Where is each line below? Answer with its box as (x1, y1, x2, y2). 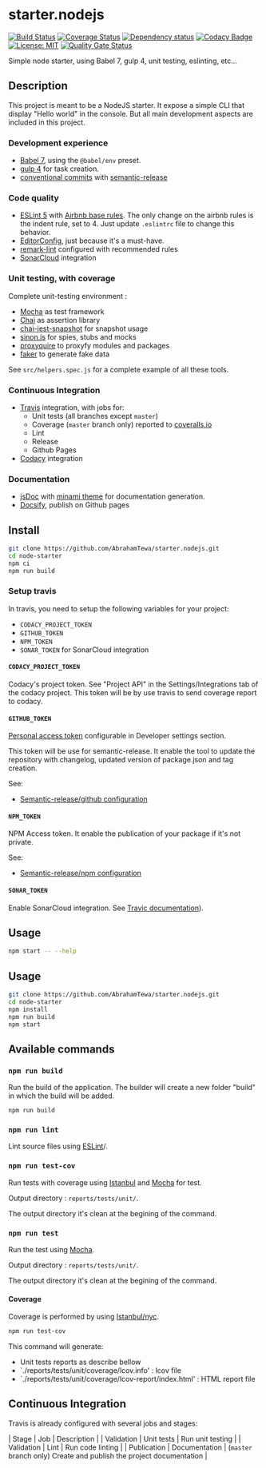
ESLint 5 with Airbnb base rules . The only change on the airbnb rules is (19, 210, 254, 221)
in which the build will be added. (8, 1091, 115, 1100)
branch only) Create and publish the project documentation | (8, 1450, 208, 1460)
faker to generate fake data (19, 349, 110, 359)
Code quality (8, 192, 60, 203)
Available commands (8, 1042, 115, 1056)
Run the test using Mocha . (8, 1244, 95, 1254)
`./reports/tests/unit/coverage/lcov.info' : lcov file (19, 1366, 182, 1375)
